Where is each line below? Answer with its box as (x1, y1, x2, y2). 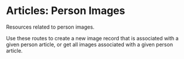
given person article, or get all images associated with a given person (6, 41, 173, 48)
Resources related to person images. (6, 23, 95, 30)
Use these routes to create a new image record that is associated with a (6, 34, 179, 41)
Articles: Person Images (6, 4, 126, 18)
